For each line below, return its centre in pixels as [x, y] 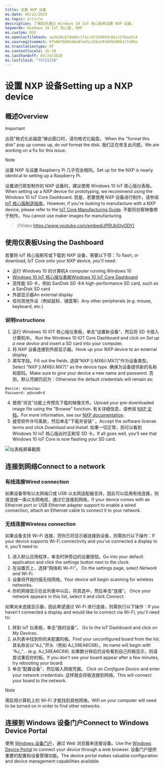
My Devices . [25, 633]
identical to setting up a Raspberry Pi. [43, 176]
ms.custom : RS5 [21, 33]
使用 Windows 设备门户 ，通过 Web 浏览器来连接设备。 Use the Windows [78, 743]
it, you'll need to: [22, 546]
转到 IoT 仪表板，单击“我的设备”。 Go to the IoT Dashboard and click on [85, 628]
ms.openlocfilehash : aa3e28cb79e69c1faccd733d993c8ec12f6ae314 [71, 38]
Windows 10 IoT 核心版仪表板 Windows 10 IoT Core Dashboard [75, 277]
